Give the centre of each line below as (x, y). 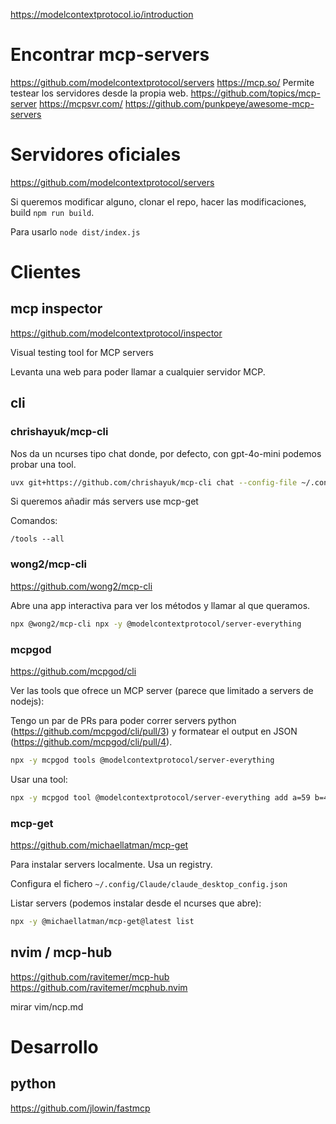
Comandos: (34, 521)
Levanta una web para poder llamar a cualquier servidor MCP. (138, 371)
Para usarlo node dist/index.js (75, 231)
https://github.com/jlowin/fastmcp (80, 1108)
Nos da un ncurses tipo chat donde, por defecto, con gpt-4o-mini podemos (166, 453)
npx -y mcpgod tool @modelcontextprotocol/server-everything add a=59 (160, 797)
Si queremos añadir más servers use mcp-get (104, 501)
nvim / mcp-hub (61, 952)
